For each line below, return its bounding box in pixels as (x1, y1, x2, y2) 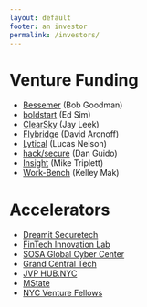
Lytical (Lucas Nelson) (22, 138, 108, 149)
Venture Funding (9, 69, 139, 90)
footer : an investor (9, 22, 89, 31)
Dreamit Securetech (22, 230, 99, 240)
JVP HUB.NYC (22, 268, 78, 279)
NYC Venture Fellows (22, 288, 103, 299)
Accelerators (9, 200, 110, 220)
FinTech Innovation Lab (22, 239, 111, 251)
